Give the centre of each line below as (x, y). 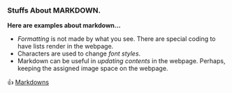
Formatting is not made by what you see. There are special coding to (116, 39)
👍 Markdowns (28, 83)
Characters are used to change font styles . (79, 53)
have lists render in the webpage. (65, 46)
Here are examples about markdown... (64, 26)
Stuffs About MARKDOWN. (54, 10)
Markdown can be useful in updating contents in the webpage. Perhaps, (121, 61)
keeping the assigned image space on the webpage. (93, 69)
